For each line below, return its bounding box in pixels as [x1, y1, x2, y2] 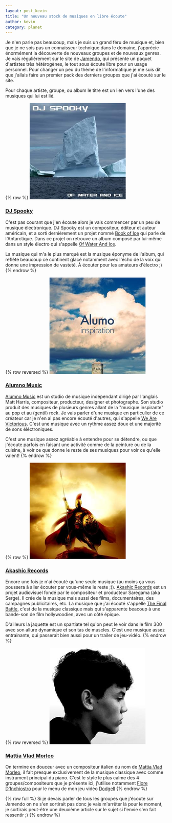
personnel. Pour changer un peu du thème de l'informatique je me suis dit [5, 67, 161, 73]
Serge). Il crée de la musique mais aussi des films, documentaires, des [5, 595, 154, 601]
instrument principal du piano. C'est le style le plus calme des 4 [5, 775, 139, 781]
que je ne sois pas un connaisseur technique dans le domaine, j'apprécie [5, 45, 159, 51]
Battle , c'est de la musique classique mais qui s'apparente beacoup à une [5, 606, 161, 612]
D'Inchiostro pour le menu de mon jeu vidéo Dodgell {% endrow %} [5, 786, 147, 792]
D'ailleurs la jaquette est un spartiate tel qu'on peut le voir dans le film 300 [5, 621, 162, 627]
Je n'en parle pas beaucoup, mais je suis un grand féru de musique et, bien [5, 39, 165, 46]
